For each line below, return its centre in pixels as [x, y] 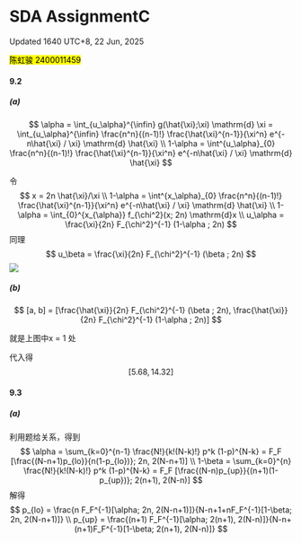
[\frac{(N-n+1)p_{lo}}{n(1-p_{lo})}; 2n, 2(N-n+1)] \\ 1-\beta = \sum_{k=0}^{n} [151, 461]
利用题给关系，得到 [45, 437]
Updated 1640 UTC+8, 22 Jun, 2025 [77, 41]
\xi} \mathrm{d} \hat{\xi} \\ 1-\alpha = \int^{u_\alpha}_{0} [172, 143]
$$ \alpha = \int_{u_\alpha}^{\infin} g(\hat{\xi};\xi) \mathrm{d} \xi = [151, 124]
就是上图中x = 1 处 [43, 338]
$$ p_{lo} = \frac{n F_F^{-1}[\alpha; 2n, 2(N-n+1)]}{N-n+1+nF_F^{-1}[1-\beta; [151, 510]
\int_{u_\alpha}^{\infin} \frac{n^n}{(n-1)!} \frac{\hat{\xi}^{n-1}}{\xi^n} [142, 134]
